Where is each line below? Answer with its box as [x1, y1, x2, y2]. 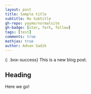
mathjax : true [5, 39, 34, 44]
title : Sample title [5, 12, 47, 17]
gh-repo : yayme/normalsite [5, 20, 60, 26]
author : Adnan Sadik [5, 43, 47, 48]
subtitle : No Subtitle [5, 16, 51, 21]
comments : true [5, 35, 36, 39]
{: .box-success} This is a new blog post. [5, 56, 87, 62]
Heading [5, 71, 32, 79]
